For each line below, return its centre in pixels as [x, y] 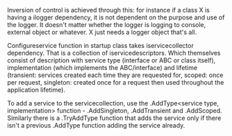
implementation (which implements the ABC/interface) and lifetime [102, 68]
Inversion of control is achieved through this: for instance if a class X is [108, 10]
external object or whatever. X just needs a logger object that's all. [102, 32]
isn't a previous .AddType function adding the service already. [96, 125]
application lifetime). [36, 90]
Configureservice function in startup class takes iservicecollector [101, 45]
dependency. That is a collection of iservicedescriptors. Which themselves [114, 53]
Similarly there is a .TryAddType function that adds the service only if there [114, 118]
